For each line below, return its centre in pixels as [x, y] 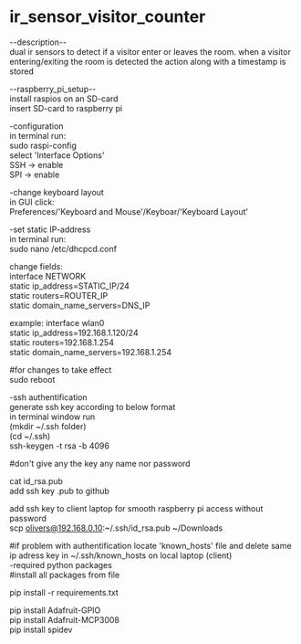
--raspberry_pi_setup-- [53, 89]
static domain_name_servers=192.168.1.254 [90, 352]
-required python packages [61, 565]
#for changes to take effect [61, 370]
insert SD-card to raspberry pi [66, 108]
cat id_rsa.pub [36, 480]
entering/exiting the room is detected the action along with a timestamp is [148, 61]
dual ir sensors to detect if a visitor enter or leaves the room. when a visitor [150, 51]
